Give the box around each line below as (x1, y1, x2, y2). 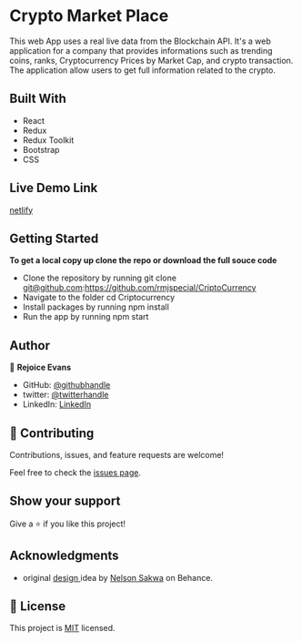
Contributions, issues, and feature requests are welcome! (9, 450, 225, 460)
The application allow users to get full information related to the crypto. (9, 65, 276, 76)
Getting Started (9, 230, 99, 246)
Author (9, 338, 50, 353)
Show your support (9, 494, 121, 509)
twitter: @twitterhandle (22, 389, 109, 401)
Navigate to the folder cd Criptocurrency (22, 292, 176, 303)
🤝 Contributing (9, 425, 95, 441)
